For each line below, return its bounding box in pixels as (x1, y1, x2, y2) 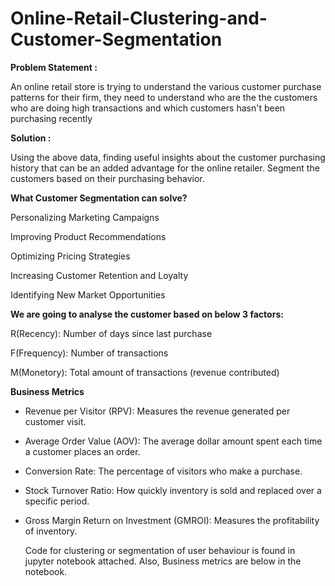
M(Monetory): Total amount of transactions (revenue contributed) (10, 366, 280, 378)
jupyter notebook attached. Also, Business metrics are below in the (24, 555, 302, 567)
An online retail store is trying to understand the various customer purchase (10, 80, 322, 92)
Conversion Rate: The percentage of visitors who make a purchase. (24, 465, 303, 477)
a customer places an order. (24, 445, 141, 457)
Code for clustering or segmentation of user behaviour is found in (24, 544, 296, 556)
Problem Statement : (10, 61, 98, 73)
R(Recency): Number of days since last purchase (10, 327, 213, 339)
